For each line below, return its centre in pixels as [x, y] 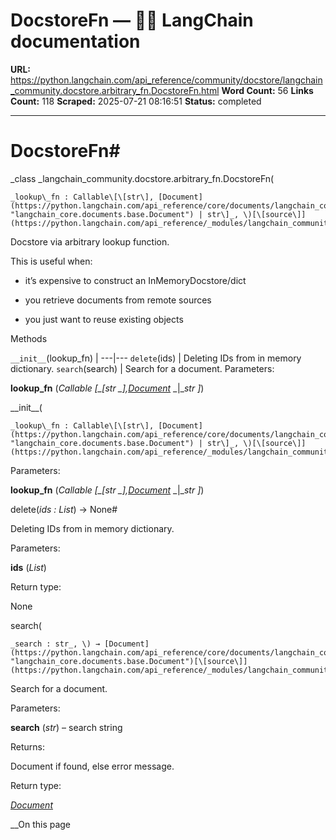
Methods [29, 338]
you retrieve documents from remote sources [118, 300]
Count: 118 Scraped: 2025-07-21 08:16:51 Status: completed [136, 101]
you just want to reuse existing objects [104, 319]
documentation [75, 41]
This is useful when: [51, 261]
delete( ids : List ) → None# [64, 509]
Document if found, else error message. [92, 766]
